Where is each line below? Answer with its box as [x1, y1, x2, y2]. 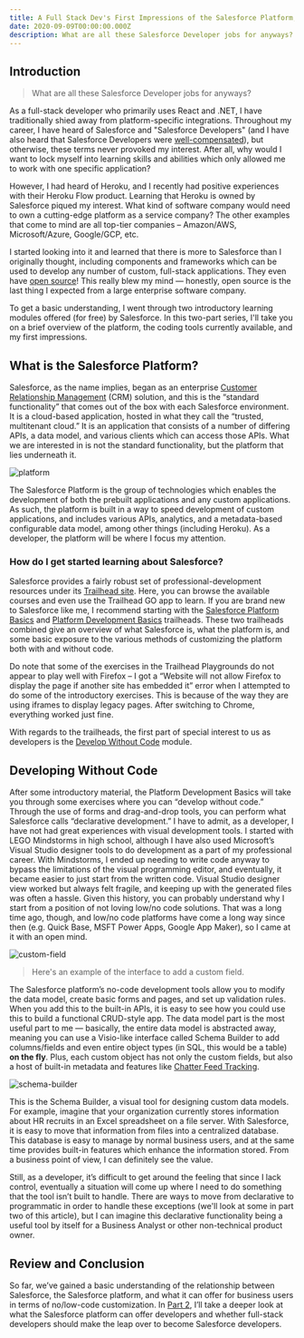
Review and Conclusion [9, 1255, 145, 1271]
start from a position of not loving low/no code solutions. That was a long [9, 903, 282, 913]
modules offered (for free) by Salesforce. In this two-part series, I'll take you [9, 312, 293, 323]
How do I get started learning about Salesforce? [9, 555, 223, 568]
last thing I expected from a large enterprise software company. [9, 285, 247, 296]
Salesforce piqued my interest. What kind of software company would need [9, 200, 291, 211]
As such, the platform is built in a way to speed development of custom [9, 504, 274, 514]
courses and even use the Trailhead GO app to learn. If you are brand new [9, 595, 286, 606]
